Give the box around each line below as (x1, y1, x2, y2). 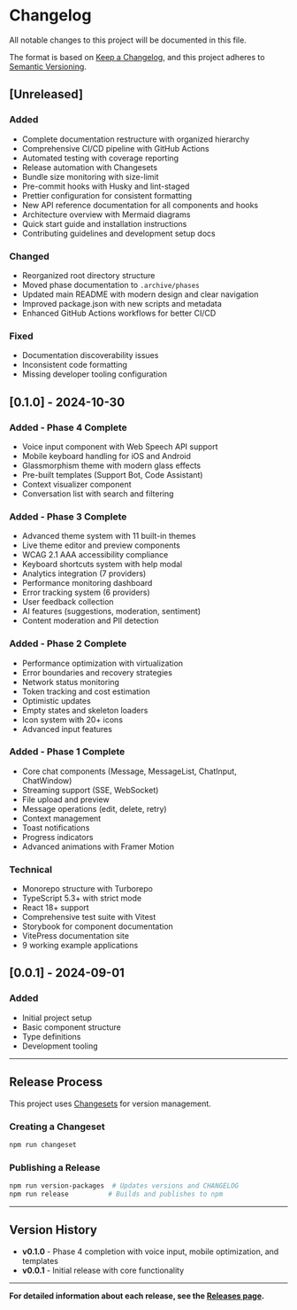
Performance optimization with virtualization (21, 658, 184, 668)
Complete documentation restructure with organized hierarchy (21, 134, 250, 144)
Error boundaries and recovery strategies (21, 667, 172, 678)
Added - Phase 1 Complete (9, 745, 126, 758)
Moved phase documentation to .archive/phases (21, 279, 201, 290)
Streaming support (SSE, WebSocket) (21, 784, 159, 795)
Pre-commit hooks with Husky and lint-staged (21, 181, 190, 191)
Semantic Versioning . (9, 61, 87, 72)
